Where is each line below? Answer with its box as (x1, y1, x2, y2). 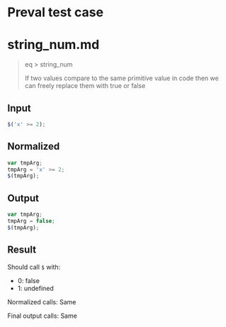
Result (7, 244, 37, 256)
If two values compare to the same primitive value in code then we (24, 74, 219, 82)
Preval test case (7, 4, 104, 21)
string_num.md (7, 37, 100, 53)
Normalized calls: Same (7, 297, 77, 306)
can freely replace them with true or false (24, 82, 146, 90)
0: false (17, 276, 40, 284)
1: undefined (17, 284, 55, 292)
